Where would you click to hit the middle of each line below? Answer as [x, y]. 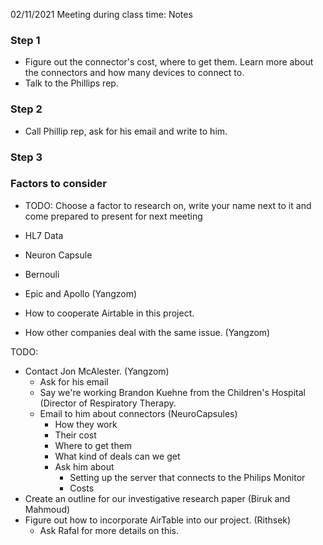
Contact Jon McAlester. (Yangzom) [97, 371]
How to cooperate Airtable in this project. [109, 313]
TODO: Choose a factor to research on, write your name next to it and [168, 205]
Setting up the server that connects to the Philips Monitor [187, 477]
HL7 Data [44, 235]
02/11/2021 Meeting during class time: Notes [101, 14]
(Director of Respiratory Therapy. [108, 403]
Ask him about [84, 466]
